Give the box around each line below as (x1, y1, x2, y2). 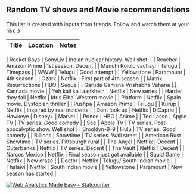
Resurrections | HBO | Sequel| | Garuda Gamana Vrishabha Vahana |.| (6, 81, 177, 88)
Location (27, 41, 54, 49)
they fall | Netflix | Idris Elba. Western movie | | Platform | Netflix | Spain (6, 93, 181, 101)
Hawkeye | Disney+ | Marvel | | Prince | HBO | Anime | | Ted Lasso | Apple (6, 112, 187, 120)
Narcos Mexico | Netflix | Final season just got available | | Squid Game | (6, 151, 183, 158)
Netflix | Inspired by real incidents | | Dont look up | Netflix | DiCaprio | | (6, 107, 181, 114)
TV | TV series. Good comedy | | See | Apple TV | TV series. (6, 119, 153, 126)
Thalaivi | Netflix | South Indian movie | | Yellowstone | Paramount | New (6, 163, 183, 170)
